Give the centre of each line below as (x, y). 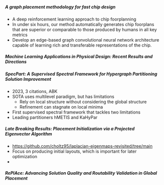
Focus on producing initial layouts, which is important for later (74, 151)
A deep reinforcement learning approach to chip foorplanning (74, 19)
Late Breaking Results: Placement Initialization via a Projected (70, 128)
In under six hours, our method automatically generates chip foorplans (83, 24)
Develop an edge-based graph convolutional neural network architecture (86, 40)
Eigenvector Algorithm (29, 134)
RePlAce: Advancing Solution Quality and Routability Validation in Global (81, 173)
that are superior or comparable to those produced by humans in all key (84, 29)
